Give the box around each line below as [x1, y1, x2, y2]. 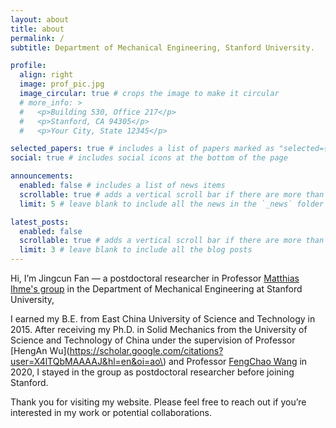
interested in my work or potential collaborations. [10, 407, 212, 418]
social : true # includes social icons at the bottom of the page [10, 153, 288, 163]
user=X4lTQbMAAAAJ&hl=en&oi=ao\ [10, 356, 163, 367]
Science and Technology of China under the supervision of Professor [10, 334, 296, 346]
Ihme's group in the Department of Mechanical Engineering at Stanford [10, 283, 303, 295]
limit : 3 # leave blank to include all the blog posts [19, 245, 253, 255]
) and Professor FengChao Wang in [162, 356, 308, 367]
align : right [19, 70, 74, 80]
